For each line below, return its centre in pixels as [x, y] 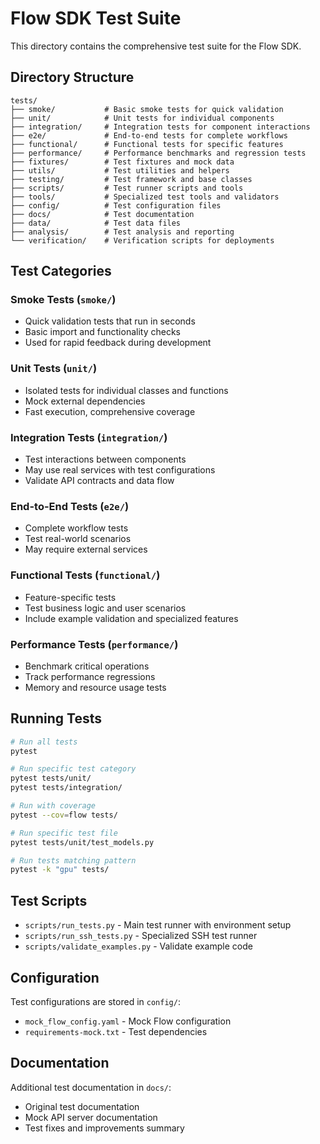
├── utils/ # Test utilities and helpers [120, 170]
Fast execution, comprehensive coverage [110, 411]
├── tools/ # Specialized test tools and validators [145, 197]
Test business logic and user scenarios [105, 608]
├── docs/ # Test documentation [102, 214]
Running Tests [56, 718]
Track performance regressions [90, 676]
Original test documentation [82, 1106]
